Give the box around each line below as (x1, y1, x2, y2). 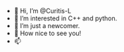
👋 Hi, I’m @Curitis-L (13, 7, 72, 15)
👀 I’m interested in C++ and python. (13, 14, 118, 22)
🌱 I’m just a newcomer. (13, 22, 80, 30)
